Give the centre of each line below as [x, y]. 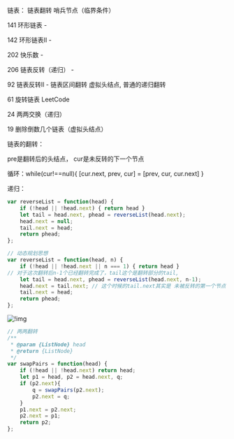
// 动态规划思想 [28, 254]
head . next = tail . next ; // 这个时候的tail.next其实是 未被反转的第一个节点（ [126, 286]
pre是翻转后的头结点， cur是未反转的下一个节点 [76, 159]
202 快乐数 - [25, 55]
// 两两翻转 [23, 331]
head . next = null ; [46, 221]
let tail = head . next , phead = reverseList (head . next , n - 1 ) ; [111, 279]
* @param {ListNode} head [48, 345]
